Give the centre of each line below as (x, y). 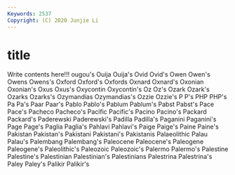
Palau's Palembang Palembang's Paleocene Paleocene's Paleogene (106, 142)
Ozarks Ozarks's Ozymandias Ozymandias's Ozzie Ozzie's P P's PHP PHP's (117, 97)
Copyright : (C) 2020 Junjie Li (53, 20)
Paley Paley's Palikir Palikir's (48, 164)
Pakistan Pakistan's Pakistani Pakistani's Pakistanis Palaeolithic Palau (108, 134)
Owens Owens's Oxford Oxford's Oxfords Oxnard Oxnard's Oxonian (106, 82)
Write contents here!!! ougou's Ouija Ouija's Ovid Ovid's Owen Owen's (109, 74)
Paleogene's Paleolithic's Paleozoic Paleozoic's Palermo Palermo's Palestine (118, 149)
